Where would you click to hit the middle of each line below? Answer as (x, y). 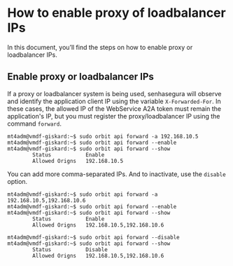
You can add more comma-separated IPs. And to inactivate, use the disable (116, 174)
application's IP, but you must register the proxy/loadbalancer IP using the (114, 116)
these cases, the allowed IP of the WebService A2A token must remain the (114, 108)
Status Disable (70, 250)
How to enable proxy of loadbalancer (116, 13)
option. (17, 181)
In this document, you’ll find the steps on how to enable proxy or (100, 47)
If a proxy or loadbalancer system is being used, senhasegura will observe (114, 93)
